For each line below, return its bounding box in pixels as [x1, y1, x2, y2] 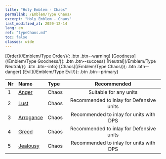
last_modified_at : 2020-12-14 [5, 21, 68, 26]
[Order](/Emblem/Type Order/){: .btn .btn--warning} [5, 53, 111, 59]
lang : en [5, 26, 23, 31]
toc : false [5, 35, 28, 40]
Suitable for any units [88, 88, 138, 95]
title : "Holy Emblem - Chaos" [5, 7, 68, 12]
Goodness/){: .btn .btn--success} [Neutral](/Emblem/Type [37, 58, 156, 64]
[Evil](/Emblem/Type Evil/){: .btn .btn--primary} [22, 69, 119, 75]
